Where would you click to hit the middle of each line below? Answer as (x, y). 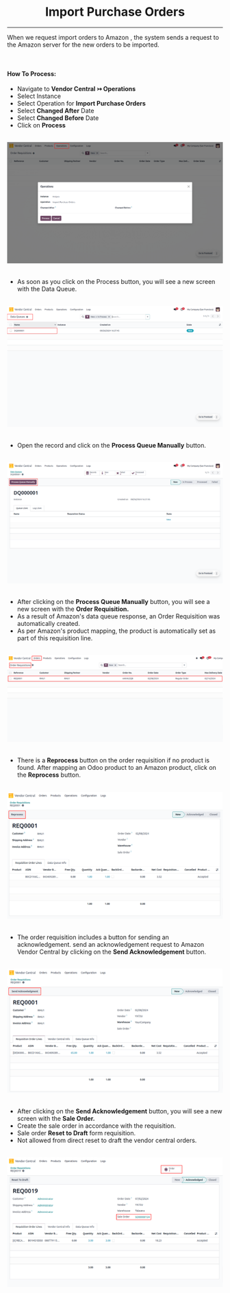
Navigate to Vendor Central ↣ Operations (76, 89)
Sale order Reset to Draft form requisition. (76, 1133)
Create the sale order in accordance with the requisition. (97, 1126)
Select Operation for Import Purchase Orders (81, 104)
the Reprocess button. (49, 775)
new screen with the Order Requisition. (73, 609)
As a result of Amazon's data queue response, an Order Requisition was (118, 616)
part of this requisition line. (55, 638)
